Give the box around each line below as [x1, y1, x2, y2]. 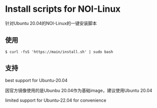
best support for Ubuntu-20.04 [5, 77, 68, 83]
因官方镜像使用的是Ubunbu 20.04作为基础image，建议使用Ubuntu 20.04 [5, 87, 153, 93]
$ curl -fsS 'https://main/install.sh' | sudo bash [5, 49, 113, 54]
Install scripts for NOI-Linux [5, 3, 121, 15]
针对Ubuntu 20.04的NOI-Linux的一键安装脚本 [5, 20, 97, 26]
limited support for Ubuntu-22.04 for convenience [5, 97, 107, 103]
